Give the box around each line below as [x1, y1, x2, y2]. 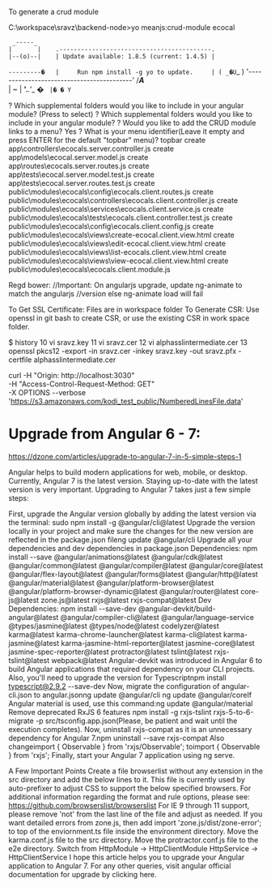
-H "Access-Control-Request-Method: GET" [8, 379, 155, 389]
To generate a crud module [8, 7, 100, 16]
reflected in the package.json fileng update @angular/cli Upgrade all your [8, 535, 253, 545]
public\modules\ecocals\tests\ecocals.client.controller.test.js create [8, 213, 233, 222]
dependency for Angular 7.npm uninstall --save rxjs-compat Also [8, 733, 225, 743]
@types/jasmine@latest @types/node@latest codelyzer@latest [8, 621, 220, 631]
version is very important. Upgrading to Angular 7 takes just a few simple [8, 484, 251, 494]
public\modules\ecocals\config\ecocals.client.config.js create [8, 222, 214, 230]
